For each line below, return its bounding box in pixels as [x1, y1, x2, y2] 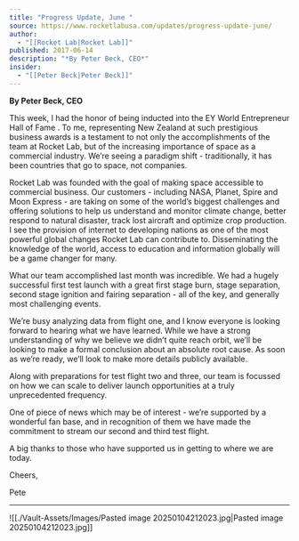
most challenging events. [9, 298, 101, 309]
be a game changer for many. [9, 253, 117, 263]
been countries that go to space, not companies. [9, 159, 188, 170]
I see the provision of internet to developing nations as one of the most [9, 224, 269, 235]
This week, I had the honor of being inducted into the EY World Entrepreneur [9, 112, 290, 123]
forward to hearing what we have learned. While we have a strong [9, 325, 251, 335]
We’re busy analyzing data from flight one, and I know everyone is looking [9, 315, 280, 326]
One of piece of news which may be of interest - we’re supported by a [9, 407, 267, 417]
